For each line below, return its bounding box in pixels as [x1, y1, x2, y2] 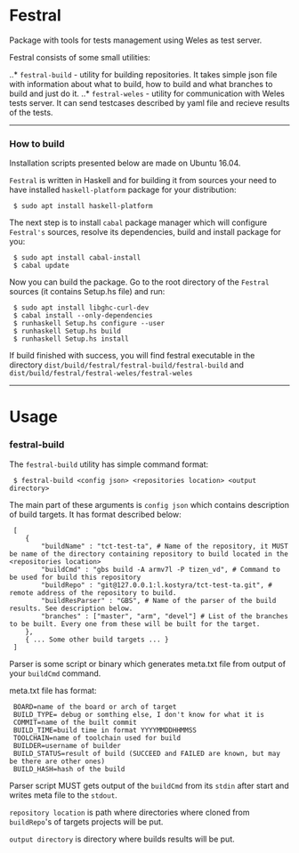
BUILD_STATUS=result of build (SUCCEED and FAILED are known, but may [12, 749, 280, 758]
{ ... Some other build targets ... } [25, 635, 169, 644]
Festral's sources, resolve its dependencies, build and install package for [9, 227, 282, 237]
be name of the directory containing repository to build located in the [9, 549, 289, 559]
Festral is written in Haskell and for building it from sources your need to [9, 175, 278, 186]
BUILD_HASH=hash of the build [12, 764, 125, 774]
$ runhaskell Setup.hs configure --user [12, 319, 166, 328]
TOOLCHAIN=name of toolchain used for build [12, 733, 181, 743]
